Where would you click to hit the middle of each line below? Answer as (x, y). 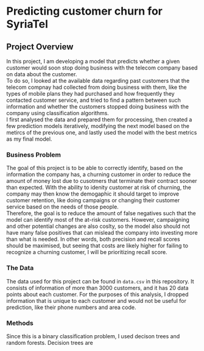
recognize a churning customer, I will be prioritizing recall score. (87, 252)
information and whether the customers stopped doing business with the (97, 107)
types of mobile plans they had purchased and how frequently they (90, 94)
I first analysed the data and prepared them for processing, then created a (99, 119)
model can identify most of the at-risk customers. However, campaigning (98, 220)
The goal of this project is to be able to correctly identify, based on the (95, 168)
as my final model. (29, 139)
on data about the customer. (42, 74)
